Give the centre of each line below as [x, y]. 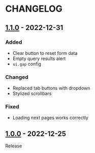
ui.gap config [27, 64]
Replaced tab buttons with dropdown [51, 88]
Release [14, 146]
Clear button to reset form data [45, 53]
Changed [17, 77]
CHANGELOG [34, 9]
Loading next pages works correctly [51, 118]
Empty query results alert [39, 58]
